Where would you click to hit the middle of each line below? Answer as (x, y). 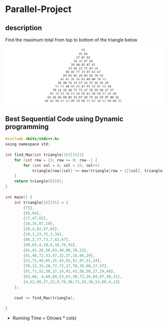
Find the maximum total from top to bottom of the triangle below (71, 40)
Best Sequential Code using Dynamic (64, 119)
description (24, 28)
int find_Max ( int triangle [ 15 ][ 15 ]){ (45, 155)
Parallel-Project (38, 9)
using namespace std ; (28, 144)
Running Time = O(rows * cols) (44, 318)
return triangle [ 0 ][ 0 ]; (39, 181)
